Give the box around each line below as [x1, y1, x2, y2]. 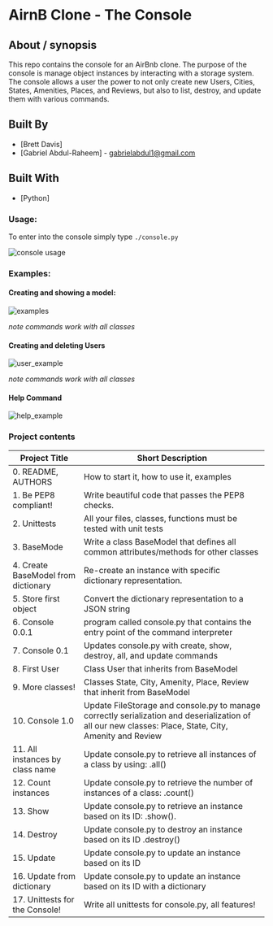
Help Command [8, 393, 63, 402]
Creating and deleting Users [8, 340, 106, 350]
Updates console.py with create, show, [84, 640, 232, 651]
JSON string [84, 603, 131, 615]
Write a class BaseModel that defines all [84, 536, 236, 547]
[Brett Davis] [19, 139, 63, 149]
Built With [8, 172, 59, 185]
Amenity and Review [84, 730, 162, 741]
